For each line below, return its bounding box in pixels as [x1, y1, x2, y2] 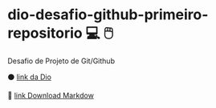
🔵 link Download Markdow [7, 90, 94, 100]
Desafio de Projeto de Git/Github [7, 56, 116, 66]
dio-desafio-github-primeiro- [7, 6, 209, 24]
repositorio [7, 24, 83, 42]
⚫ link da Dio [7, 72, 51, 82]
